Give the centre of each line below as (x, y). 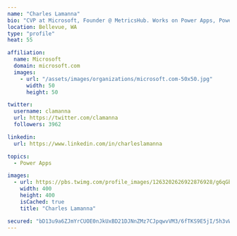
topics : (19, 156)
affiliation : (26, 53)
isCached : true (42, 201)
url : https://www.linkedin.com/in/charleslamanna (88, 144)
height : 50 (42, 92)
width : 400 (36, 189)
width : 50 (40, 85)
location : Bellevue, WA (42, 27)
